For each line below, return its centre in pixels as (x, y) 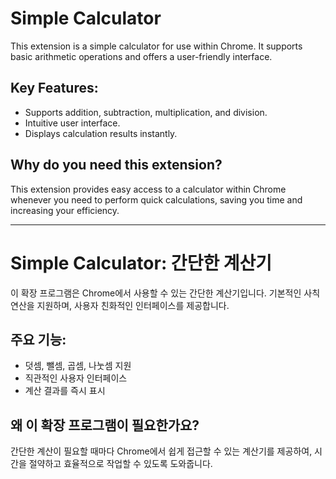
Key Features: (54, 88)
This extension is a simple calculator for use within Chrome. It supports (156, 46)
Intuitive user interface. (72, 123)
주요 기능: (38, 339)
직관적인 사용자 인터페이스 (76, 378)
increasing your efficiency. (65, 210)
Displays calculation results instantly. (101, 133)
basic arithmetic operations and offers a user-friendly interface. (141, 56)
